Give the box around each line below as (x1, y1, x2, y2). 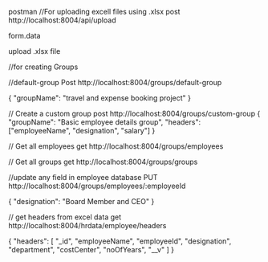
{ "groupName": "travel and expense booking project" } (8, 93, 191, 103)
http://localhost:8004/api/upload (8, 15, 116, 25)
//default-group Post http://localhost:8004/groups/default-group (8, 78, 222, 87)
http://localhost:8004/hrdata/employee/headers (8, 221, 167, 230)
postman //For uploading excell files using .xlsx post (8, 7, 181, 16)
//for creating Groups (8, 62, 79, 72)
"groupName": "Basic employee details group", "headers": (8, 117, 201, 127)
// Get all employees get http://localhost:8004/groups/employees (8, 141, 224, 151)
